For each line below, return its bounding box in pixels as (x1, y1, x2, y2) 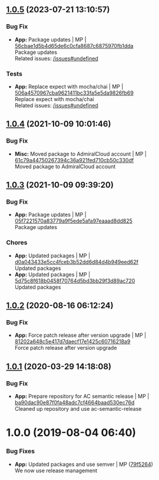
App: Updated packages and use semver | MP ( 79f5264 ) (14, 460, 153, 468)
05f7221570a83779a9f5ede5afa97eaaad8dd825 (14, 217, 132, 224)
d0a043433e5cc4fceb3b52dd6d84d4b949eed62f (14, 258, 138, 265)
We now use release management (14, 467, 98, 474)
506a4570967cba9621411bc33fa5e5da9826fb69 (14, 89, 134, 96)
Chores (6, 239, 28, 247)
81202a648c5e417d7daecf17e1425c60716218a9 (14, 338, 131, 345)
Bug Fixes (6, 447, 35, 455)
